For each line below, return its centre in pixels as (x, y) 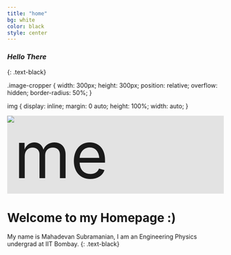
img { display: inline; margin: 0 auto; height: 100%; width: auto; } (98, 106)
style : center (27, 33)
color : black (26, 26)
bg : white (21, 20)
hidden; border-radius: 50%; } (50, 92)
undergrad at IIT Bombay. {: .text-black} (64, 244)
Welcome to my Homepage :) (92, 217)
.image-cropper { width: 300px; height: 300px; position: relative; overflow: (112, 85)
